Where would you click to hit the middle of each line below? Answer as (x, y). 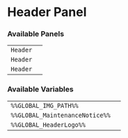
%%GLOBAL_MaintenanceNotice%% (61, 115)
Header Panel (47, 12)
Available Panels (36, 34)
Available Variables (41, 89)
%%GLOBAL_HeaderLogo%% (48, 125)
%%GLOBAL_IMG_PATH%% (45, 106)
